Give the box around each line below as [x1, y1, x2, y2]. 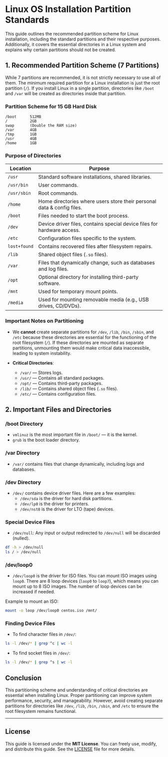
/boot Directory [5, 420, 43, 427]
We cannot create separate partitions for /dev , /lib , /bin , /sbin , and [12, 329, 154, 335]
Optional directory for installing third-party [38, 274, 139, 281]
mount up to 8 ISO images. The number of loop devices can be [12, 583, 142, 589]
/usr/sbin [7, 190, 31, 196]
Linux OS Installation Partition [5, 4, 131, 15]
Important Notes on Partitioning [5, 317, 84, 324]
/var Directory [5, 450, 40, 457]
